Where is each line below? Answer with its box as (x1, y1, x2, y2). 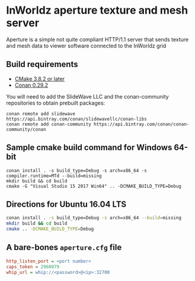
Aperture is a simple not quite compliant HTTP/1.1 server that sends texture (6, 36, 188, 43)
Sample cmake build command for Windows (6, 143, 172, 153)
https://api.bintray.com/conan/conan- (94, 121, 190, 127)
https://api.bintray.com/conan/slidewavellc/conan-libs (6, 116, 147, 122)
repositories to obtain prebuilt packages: (6, 99, 106, 106)
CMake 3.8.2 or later (14, 75, 65, 82)
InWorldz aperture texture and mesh (6, 4, 188, 17)
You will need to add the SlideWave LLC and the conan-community (6, 93, 169, 100)
